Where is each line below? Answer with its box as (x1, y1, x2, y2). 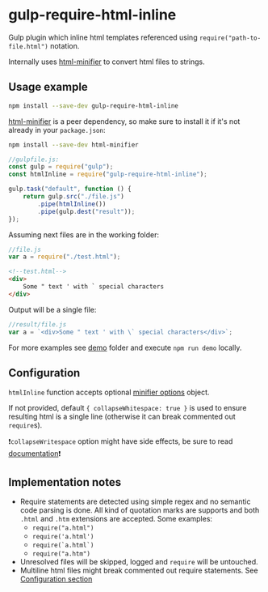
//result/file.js (8, 320, 67, 329)
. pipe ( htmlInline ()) (37, 200, 107, 208)
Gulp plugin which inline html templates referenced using (8, 32, 198, 42)
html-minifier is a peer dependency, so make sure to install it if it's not (8, 116, 241, 126)
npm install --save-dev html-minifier (8, 140, 139, 149)
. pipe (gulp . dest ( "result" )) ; (37, 207, 136, 215)
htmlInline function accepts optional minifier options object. (8, 387, 210, 398)
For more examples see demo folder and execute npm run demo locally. (8, 343, 242, 352)
